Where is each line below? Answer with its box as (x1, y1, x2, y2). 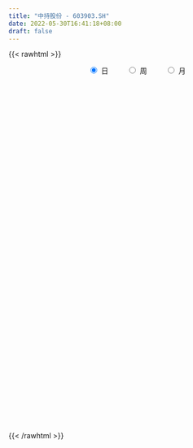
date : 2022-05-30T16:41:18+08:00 (8, 20, 122, 28)
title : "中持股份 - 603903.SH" (8, 11, 110, 20)
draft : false (8, 27, 53, 35)
